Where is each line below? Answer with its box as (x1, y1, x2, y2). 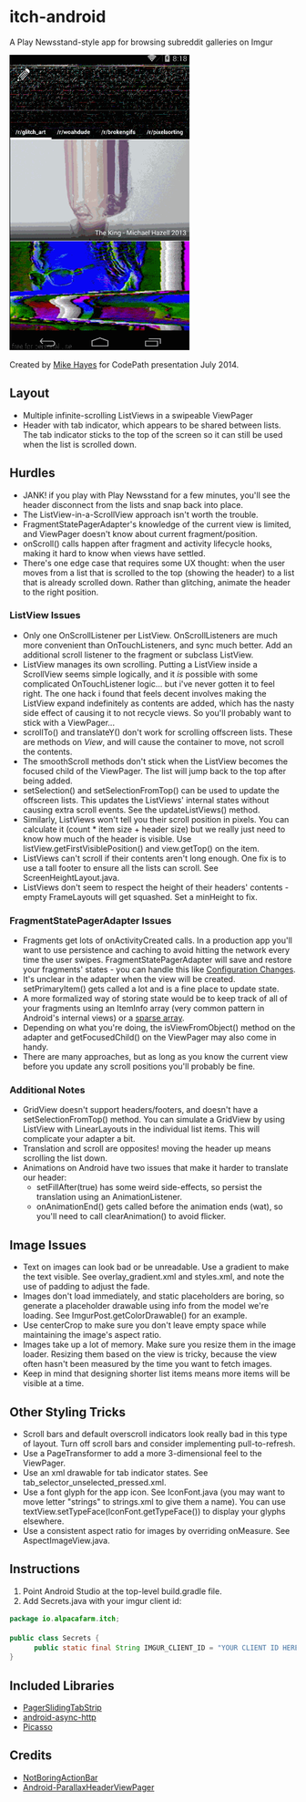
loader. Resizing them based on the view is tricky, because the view (22, 1349, 278, 1360)
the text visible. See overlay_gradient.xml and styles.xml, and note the (22, 1271, 285, 1282)
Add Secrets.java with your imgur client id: (22, 1595, 182, 1606)
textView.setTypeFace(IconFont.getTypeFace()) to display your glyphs (22, 1507, 286, 1517)
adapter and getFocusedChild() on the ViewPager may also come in (22, 1032, 277, 1043)
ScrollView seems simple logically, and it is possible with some (22, 668, 258, 679)
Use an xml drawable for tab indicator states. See (22, 1467, 209, 1478)
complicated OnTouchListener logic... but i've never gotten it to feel (22, 678, 275, 689)
